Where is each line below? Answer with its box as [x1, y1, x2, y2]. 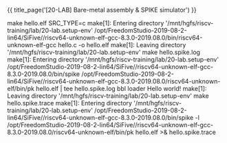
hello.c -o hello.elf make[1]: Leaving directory [58, 41, 186, 49]
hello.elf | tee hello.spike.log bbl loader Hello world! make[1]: [35, 85, 207, 92]
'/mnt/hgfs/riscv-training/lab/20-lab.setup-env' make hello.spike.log [7, 48, 201, 56]
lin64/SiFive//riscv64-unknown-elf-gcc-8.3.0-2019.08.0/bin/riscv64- [7, 34, 203, 42]
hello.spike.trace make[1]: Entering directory [7, 99, 133, 107]
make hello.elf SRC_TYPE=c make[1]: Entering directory [7, 19, 164, 27]
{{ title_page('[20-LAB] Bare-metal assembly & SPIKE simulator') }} [7, 6, 197, 14]
